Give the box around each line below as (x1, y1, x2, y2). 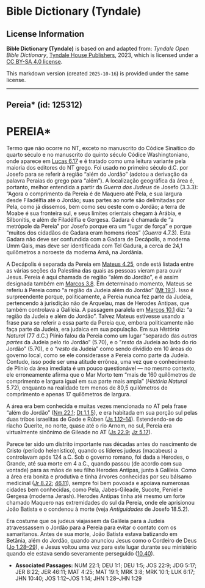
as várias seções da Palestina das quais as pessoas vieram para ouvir (6, 267, 182, 274)
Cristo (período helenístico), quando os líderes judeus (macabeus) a (6, 447, 178, 454)
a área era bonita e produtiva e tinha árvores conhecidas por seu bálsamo (6, 473, 192, 480)
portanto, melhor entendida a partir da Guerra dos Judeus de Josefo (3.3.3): (6, 184, 198, 191)
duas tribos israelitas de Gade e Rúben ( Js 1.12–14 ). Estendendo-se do (6, 415, 183, 423)
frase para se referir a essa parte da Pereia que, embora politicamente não (6, 319, 194, 326)
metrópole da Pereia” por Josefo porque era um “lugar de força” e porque (6, 222, 192, 230)
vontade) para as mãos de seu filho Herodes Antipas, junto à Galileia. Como (6, 467, 196, 474)
